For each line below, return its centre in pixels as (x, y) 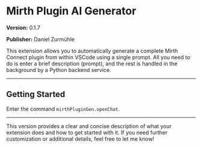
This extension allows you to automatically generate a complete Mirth (92, 51)
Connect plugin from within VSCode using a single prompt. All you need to (98, 57)
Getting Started (36, 94)
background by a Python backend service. (59, 70)
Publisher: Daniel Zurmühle (41, 39)
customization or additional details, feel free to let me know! (80, 138)
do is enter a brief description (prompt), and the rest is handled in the (92, 64)
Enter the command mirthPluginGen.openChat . (63, 108)
